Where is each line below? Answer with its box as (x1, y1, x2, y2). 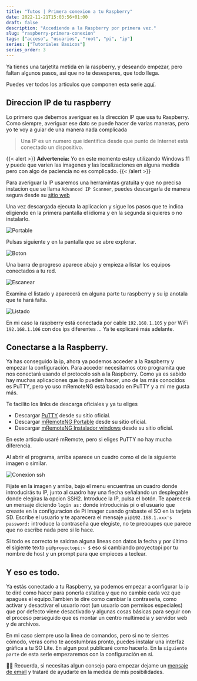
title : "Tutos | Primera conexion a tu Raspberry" (6, 8, 133, 15)
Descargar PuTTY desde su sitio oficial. (14, 412, 111, 419)
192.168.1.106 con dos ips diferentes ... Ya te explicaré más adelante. (6, 325, 175, 333)
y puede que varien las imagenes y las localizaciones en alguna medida (6, 161, 180, 168)
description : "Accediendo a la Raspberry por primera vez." (6, 25, 157, 31)
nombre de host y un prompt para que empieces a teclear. (6, 550, 147, 557)
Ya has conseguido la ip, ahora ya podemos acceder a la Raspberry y (6, 358, 175, 365)
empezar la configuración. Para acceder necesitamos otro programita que (6, 364, 186, 371)
